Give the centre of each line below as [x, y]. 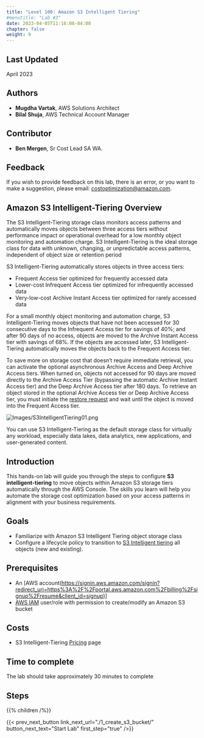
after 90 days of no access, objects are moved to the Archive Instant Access [102, 335]
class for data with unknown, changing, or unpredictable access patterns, [99, 248]
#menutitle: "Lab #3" [34, 18]
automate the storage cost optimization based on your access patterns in [98, 496]
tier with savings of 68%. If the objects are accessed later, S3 [83, 342]
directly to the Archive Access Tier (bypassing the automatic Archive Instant [102, 380]
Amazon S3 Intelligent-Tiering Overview [84, 208]
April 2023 [19, 74]
